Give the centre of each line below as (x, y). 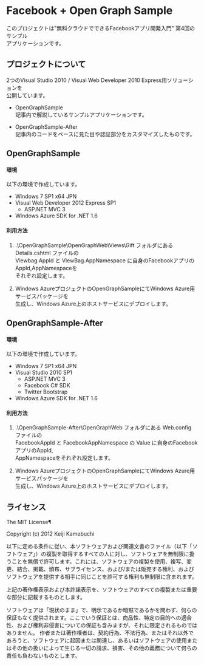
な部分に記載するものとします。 (46, 597)
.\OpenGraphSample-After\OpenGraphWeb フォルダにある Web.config (103, 428)
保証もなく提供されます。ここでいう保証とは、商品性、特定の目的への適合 (99, 618)
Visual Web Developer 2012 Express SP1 (66, 203)
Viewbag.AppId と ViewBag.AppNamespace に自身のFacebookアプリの (105, 260)
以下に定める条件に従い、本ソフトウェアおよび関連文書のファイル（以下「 (99, 547)
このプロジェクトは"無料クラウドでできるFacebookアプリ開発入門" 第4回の (101, 28)
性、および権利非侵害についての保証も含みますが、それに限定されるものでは (102, 626)
